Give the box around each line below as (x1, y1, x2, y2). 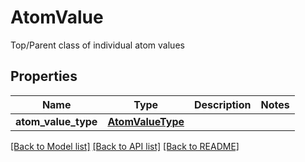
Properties (10, 68, 78, 85)
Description (194, 97, 252, 111)
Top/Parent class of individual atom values (10, 39, 185, 51)
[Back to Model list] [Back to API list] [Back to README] (10, 140, 240, 152)
